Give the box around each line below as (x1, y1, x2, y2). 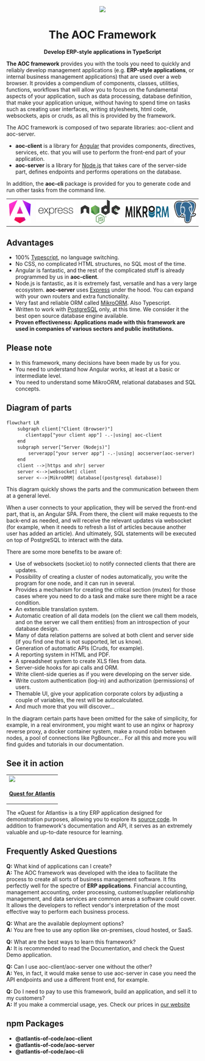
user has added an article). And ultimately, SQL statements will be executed (6, 529, 196, 537)
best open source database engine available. (15, 312, 128, 319)
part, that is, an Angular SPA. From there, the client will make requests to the (6, 510, 198, 518)
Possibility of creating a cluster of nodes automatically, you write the (15, 573, 188, 580)
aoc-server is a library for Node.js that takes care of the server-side (15, 161, 187, 169)
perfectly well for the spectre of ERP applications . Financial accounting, (6, 882, 188, 889)
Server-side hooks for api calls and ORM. (15, 664, 119, 671)
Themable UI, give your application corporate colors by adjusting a (15, 689, 183, 697)
